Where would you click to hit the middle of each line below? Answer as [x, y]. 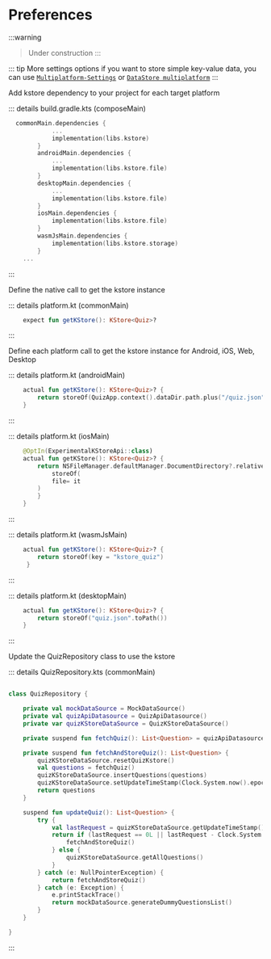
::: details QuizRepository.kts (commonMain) [82, 672]
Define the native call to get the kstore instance [87, 289]
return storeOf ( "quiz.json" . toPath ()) [102, 618]
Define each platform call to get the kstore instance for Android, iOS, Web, [132, 351]
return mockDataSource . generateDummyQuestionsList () [142, 902]
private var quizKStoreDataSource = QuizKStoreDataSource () [126, 723]
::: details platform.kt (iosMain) [59, 436]
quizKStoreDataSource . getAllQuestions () [135, 858]
